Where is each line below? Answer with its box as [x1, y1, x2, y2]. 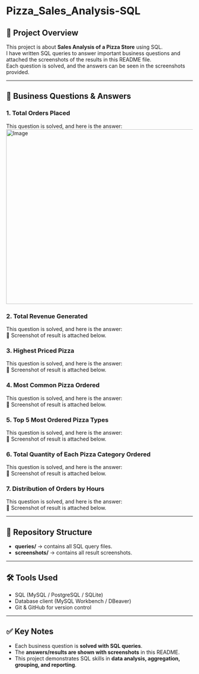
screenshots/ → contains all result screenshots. [14, 549, 132, 556]
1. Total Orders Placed [6, 109, 70, 117]
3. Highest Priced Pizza [6, 346, 75, 355]
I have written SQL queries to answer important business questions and [6, 50, 181, 57]
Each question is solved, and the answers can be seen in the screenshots [6, 62, 185, 69]
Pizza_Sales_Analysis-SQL [6, 4, 141, 18]
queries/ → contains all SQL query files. [14, 543, 113, 550]
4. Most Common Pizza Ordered [6, 381, 100, 389]
